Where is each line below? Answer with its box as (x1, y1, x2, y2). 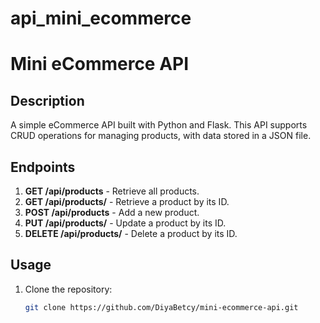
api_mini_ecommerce (10, 7, 192, 30)
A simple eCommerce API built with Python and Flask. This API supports (10, 119, 308, 131)
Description (10, 92, 85, 109)
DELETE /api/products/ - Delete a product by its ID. (24, 228, 238, 239)
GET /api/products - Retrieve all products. (24, 185, 200, 197)
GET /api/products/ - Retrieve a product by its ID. (24, 196, 230, 207)
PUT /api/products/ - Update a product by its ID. (24, 217, 227, 229)
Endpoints (10, 158, 76, 176)
